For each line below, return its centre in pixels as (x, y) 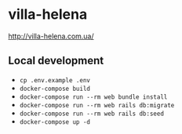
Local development (56, 61)
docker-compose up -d (55, 122)
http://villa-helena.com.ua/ (51, 36)
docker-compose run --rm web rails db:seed (92, 114)
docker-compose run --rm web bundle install (93, 97)
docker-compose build (55, 89)
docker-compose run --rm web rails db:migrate (97, 105)
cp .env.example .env (55, 80)
